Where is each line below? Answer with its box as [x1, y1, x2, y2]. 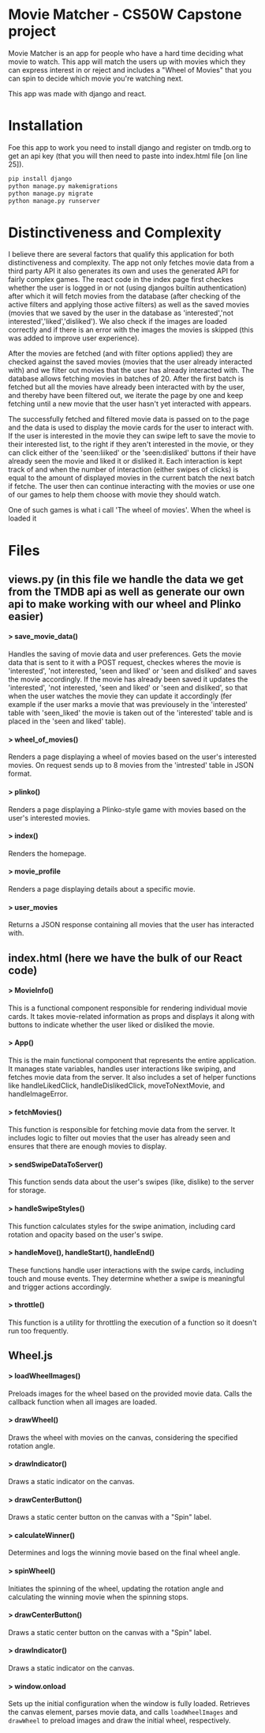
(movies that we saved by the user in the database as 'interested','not [8, 308, 234, 318]
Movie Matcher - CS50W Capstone [8, 6, 242, 24]
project [8, 22, 57, 40]
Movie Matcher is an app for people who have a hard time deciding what [8, 48, 244, 58]
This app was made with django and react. [8, 88, 147, 98]
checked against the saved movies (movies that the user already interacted [8, 357, 252, 367]
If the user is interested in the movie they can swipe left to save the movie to [8, 431, 256, 441]
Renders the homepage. [8, 848, 87, 858]
